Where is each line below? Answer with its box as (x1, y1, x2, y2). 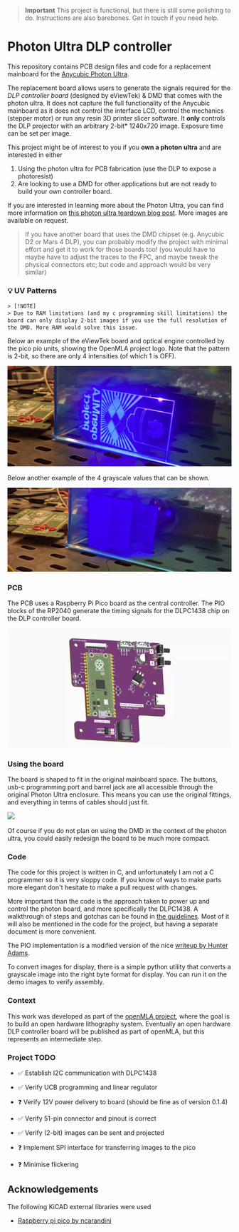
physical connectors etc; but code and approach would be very (24, 260, 211, 268)
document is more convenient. (7, 927, 97, 936)
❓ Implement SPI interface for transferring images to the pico (17, 1143, 196, 1151)
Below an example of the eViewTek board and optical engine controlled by (7, 337, 225, 345)
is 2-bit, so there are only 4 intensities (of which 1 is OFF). (7, 352, 176, 360)
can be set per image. (7, 128, 72, 138)
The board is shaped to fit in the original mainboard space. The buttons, (7, 775, 218, 784)
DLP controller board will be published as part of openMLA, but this (7, 1027, 205, 1036)
